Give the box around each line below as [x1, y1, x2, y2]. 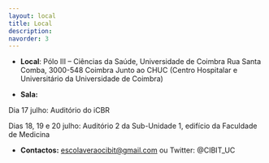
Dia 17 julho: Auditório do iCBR [8, 105, 111, 115]
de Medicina [8, 130, 50, 139]
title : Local [8, 19, 53, 28]
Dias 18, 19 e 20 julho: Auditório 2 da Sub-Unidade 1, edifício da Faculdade [8, 121, 258, 131]
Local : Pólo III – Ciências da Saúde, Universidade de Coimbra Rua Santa [20, 57, 262, 66]
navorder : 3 [8, 34, 49, 43]
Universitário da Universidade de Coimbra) [20, 74, 164, 84]
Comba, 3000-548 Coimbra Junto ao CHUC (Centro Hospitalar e [20, 66, 238, 75]
